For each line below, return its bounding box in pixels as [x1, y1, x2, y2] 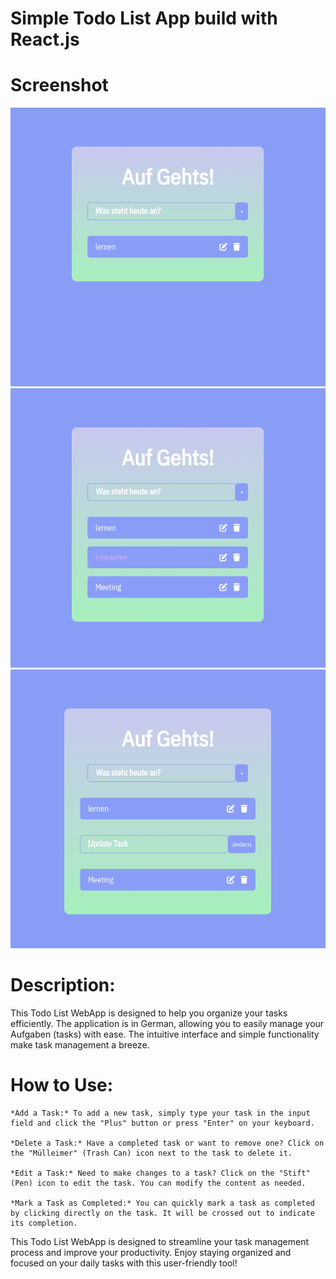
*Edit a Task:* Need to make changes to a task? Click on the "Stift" [10, 1168, 311, 1178]
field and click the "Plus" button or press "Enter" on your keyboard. [10, 1118, 315, 1128]
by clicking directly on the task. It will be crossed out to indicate [10, 1208, 315, 1218]
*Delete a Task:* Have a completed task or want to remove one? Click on [10, 1138, 325, 1148]
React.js [10, 28, 80, 51]
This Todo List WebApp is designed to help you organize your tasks [10, 1007, 288, 1019]
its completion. [10, 1218, 78, 1228]
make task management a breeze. [10, 1039, 150, 1051]
